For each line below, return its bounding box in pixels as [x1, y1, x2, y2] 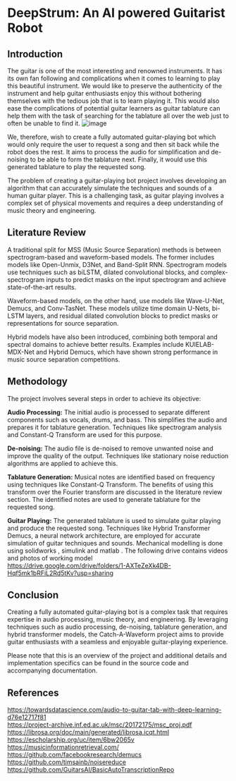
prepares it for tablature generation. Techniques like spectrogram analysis [7, 423, 222, 431]
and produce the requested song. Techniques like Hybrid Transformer [7, 524, 211, 532]
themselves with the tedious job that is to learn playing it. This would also [7, 97, 220, 105]
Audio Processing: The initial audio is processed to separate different [7, 407, 210, 417]
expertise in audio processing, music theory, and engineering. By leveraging [7, 615, 228, 624]
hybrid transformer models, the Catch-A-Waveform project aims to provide [7, 630, 224, 639]
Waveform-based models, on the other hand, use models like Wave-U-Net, [7, 296, 225, 305]
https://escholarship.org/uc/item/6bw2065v [7, 735, 135, 744]
